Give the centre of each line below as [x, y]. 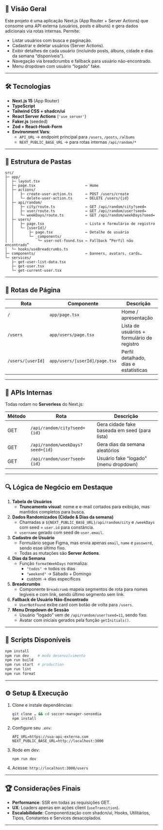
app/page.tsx [64, 315]
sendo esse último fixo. [43, 548]
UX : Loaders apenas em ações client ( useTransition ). [66, 808]
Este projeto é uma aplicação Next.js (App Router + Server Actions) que [77, 20]
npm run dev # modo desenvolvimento [45, 656]
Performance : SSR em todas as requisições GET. [61, 803]
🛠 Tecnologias [28, 87]
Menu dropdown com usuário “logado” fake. [56, 66]
